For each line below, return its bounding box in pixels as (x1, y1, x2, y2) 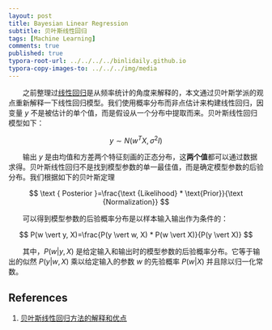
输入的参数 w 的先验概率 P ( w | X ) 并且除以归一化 (98, 256, 257, 267)
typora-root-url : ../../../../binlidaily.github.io (8, 57, 186, 66)
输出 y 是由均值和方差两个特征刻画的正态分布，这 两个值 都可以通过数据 (22, 152, 257, 162)
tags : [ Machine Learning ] (8, 34, 96, 43)
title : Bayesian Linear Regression (8, 19, 129, 27)
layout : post (8, 11, 53, 20)
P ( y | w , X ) (38, 256, 70, 267)
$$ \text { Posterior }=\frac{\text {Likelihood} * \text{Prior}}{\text (28, 188, 244, 198)
